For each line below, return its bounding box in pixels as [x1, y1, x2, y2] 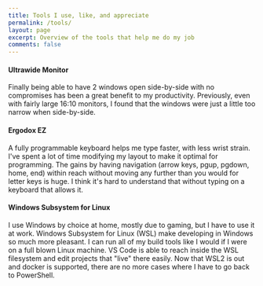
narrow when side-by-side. [8, 108, 96, 117]
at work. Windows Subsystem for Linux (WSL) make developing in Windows [8, 229, 254, 238]
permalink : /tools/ [8, 19, 72, 27]
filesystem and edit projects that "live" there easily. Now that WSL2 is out [8, 253, 245, 263]
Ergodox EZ [8, 125, 47, 134]
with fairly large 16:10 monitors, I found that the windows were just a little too [8, 99, 256, 108]
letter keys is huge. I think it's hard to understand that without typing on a [8, 176, 245, 185]
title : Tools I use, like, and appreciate [8, 11, 149, 20]
